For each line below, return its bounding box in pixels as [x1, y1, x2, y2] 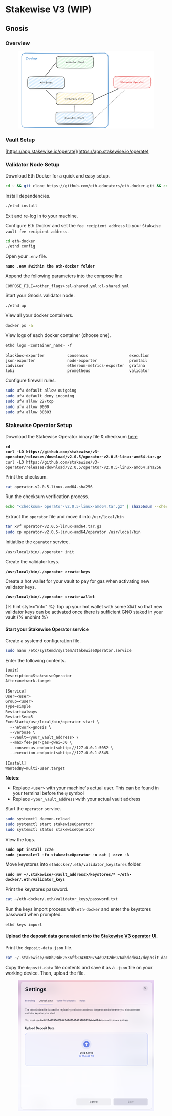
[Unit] [5, 668, 19, 674]
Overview [5, 40, 30, 47]
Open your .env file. [5, 253, 47, 259]
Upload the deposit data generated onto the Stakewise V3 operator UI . [5, 933, 158, 940]
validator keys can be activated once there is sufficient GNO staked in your [5, 609, 163, 615]
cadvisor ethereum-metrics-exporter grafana [5, 363, 145, 368]
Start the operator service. [5, 806, 61, 812]
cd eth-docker [5, 238, 36, 244]
